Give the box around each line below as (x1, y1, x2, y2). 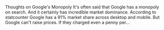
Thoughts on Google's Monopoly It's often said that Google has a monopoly (5, 4, 160, 10)
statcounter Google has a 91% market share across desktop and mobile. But (5, 15, 160, 20)
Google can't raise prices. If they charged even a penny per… (5, 19, 130, 25)
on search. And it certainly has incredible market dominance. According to (5, 9, 157, 15)
